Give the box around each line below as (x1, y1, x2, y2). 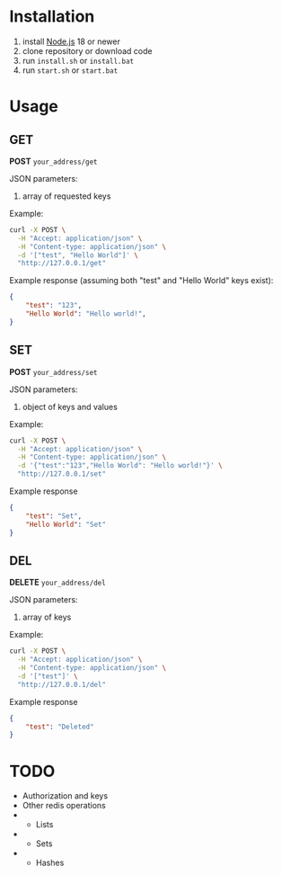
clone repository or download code (22, 45, 153, 56)
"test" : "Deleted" (25, 722, 94, 731)
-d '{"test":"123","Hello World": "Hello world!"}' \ (17, 461, 223, 470)
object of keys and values (22, 401, 119, 412)
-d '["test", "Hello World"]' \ (17, 250, 139, 260)
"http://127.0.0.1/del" (17, 680, 106, 689)
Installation (9, 6, 95, 27)
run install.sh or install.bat (22, 55, 135, 66)
